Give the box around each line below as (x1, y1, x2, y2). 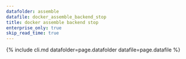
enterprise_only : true (6, 25, 62, 31)
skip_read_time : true (6, 30, 59, 36)
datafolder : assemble (6, 8, 59, 15)
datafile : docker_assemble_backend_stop (6, 14, 107, 20)
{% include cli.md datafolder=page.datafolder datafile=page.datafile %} (6, 46, 181, 53)
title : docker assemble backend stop (6, 19, 99, 25)
